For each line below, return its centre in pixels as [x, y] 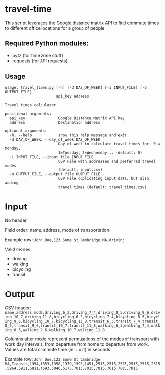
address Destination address [55, 122]
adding [12, 183]
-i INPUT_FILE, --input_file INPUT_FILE [52, 157]
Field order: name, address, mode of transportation [57, 230]
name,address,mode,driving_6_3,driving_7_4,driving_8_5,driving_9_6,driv [83, 313]
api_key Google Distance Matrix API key [67, 118]
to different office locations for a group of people [55, 28]
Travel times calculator [31, 105]
